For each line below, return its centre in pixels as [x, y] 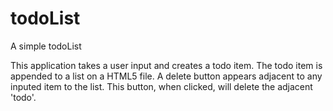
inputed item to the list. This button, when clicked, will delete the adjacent [161, 86]
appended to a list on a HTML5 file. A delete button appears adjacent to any [166, 76]
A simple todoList [46, 46]
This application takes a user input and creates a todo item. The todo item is [166, 65]
